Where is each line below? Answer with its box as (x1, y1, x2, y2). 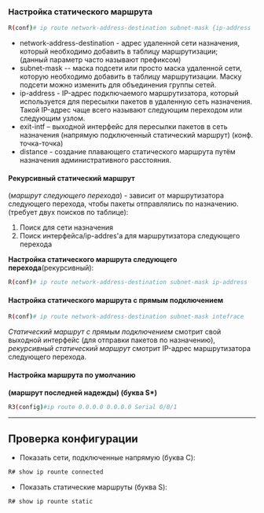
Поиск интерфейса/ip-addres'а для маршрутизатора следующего (19, 231, 240, 241)
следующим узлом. (19, 113, 86, 124)
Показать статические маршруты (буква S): (19, 482, 167, 492)
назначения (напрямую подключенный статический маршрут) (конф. (19, 131, 254, 140)
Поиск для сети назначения (19, 223, 114, 232)
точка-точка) (19, 138, 64, 148)
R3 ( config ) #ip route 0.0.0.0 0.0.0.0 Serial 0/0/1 (8, 403, 178, 411)
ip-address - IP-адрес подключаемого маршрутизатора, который (19, 89, 239, 98)
